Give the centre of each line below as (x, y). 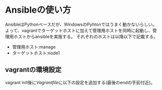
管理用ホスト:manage (34, 47)
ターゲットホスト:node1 (36, 53)
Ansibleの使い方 (38, 10)
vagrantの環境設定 (34, 70)
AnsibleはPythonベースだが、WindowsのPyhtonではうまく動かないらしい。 (81, 24)
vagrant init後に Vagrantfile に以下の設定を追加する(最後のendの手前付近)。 (80, 82)
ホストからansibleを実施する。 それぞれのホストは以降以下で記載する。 (86, 36)
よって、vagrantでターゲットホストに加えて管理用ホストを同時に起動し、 (79, 30)
